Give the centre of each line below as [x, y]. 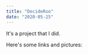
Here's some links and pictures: [44, 45]
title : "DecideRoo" [30, 11]
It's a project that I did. [33, 33]
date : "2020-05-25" [30, 17]
